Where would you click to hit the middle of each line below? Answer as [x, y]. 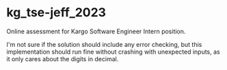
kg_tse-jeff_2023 [56, 13]
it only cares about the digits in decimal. [63, 58]
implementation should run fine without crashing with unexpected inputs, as [113, 52]
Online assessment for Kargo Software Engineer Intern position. [96, 31]
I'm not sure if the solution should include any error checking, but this [104, 44]
